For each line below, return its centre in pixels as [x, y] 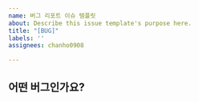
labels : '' [26, 38]
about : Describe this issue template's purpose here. [100, 23]
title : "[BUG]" [34, 30]
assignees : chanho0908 [46, 46]
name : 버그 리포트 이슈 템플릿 [52, 16]
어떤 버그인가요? [47, 87]
